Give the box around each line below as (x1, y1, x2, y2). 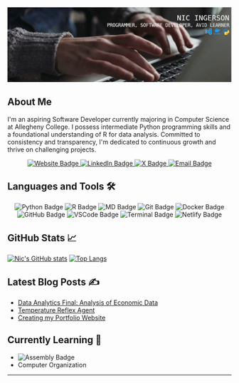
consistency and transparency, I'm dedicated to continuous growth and (7, 137, 216, 146)
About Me (7, 96, 52, 108)
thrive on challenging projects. (7, 145, 97, 154)
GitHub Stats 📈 (7, 231, 77, 244)
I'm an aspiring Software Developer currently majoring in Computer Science (7, 115, 230, 123)
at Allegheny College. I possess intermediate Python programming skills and (7, 122, 231, 131)
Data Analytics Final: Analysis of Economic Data (17, 298, 159, 307)
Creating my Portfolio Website (17, 313, 106, 322)
